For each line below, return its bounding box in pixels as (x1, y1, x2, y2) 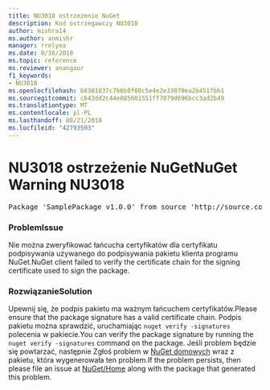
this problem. (8, 372, 52, 382)
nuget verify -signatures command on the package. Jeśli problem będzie (8, 339, 256, 348)
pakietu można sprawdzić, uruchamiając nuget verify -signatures (8, 321, 231, 330)
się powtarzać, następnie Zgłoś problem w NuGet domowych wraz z (8, 347, 235, 356)
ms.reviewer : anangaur (8, 64, 84, 72)
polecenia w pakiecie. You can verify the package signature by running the (8, 330, 254, 339)
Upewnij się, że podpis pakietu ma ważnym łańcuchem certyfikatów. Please (8, 304, 257, 314)
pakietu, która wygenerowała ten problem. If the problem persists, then (8, 355, 241, 365)
